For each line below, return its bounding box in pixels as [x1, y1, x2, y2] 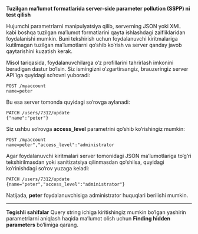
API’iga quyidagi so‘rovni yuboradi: [6, 72, 90, 78]
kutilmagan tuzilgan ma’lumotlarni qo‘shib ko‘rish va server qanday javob [6, 41, 182, 48]
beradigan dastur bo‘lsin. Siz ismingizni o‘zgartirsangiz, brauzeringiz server [6, 65, 189, 72]
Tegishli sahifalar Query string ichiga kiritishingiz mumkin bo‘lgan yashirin [6, 209, 187, 216]
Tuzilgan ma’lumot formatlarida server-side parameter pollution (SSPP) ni [6, 5, 190, 12]
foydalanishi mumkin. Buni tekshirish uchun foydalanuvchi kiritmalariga [6, 35, 178, 42]
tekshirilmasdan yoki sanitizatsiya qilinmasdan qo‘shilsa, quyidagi [6, 159, 164, 166]
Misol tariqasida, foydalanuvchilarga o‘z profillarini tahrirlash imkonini [6, 59, 174, 66]
